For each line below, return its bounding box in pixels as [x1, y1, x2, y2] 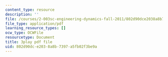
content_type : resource [5, 7, 55, 12]
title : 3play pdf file [5, 40, 52, 45]
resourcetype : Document [5, 35, 55, 40]
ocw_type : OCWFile [5, 30, 43, 35]
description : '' [5, 12, 39, 17]
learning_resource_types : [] [5, 26, 66, 31]
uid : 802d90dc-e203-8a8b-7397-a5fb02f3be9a [5, 44, 97, 49]
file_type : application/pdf [5, 21, 64, 26]
